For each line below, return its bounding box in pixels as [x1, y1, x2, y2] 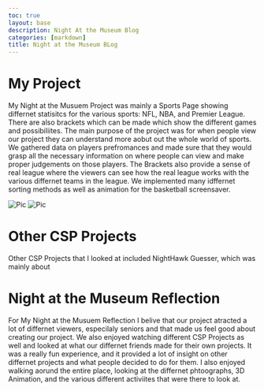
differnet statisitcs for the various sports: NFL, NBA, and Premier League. [8, 110, 246, 119]
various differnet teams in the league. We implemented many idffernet [8, 177, 236, 186]
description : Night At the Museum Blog [8, 26, 139, 34]
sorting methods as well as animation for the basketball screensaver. [8, 184, 231, 194]
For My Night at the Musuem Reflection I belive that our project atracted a [8, 315, 247, 325]
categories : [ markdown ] [8, 33, 87, 42]
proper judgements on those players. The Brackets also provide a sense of [8, 159, 251, 169]
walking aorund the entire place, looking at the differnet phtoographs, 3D [8, 366, 245, 375]
